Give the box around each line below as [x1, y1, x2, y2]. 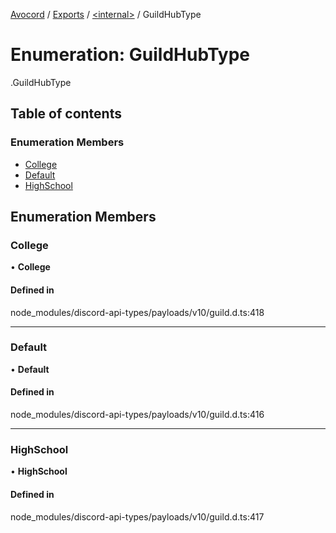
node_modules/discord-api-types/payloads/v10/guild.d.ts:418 [10, 306, 265, 318]
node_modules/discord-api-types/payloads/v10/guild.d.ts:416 [10, 409, 265, 421]
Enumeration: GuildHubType [10, 44, 251, 66]
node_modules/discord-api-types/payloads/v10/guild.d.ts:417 [10, 510, 265, 523]
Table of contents [10, 105, 122, 123]
